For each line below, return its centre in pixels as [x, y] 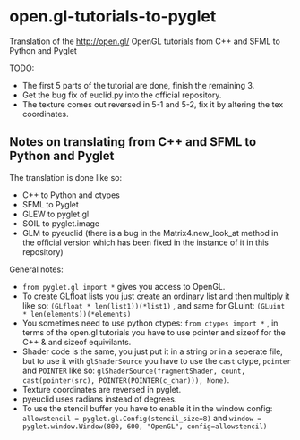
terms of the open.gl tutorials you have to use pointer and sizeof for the [154, 332]
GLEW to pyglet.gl [56, 214]
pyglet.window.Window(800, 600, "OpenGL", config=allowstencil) [145, 427]
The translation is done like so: [66, 177]
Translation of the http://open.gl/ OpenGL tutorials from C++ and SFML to [145, 41]
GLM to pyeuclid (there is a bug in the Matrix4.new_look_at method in [150, 233]
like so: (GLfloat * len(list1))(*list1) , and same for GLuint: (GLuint [154, 305]
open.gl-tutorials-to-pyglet [113, 17]
